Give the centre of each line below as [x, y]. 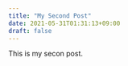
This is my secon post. [45, 54]
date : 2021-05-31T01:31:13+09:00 [64, 23]
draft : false [30, 31]
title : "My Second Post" [50, 16]
